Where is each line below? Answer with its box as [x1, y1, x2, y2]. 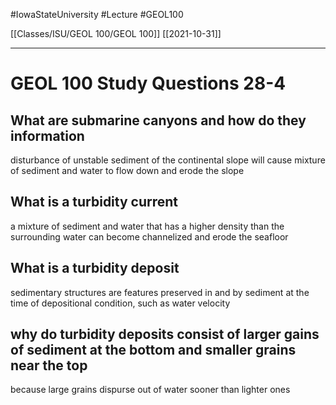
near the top [10, 357, 88, 374]
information [10, 127, 85, 144]
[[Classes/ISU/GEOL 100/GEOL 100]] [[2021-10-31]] [10, 28, 222, 39]
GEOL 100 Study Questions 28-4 [10, 72, 287, 95]
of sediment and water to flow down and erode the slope [10, 165, 245, 176]
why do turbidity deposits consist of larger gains [10, 326, 320, 343]
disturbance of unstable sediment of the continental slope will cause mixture [10, 154, 326, 166]
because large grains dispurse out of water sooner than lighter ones [10, 384, 291, 396]
